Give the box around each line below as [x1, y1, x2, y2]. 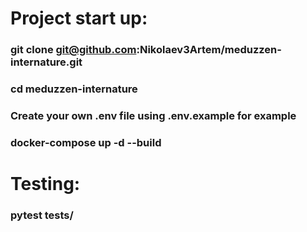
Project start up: [10, 7, 148, 30]
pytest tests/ [10, 208, 74, 222]
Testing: [10, 173, 81, 196]
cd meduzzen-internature [10, 82, 138, 96]
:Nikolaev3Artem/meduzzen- [136, 43, 282, 57]
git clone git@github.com [10, 43, 137, 57]
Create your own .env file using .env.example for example [10, 108, 297, 122]
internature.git [10, 55, 83, 69]
